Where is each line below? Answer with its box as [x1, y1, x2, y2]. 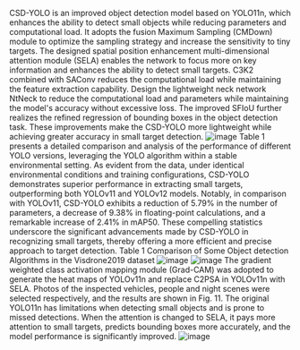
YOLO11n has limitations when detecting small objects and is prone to [9, 303, 265, 312]
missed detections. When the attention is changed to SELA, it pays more [9, 312, 276, 322]
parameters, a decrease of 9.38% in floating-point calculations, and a [9, 208, 266, 218]
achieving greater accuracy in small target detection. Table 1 [9, 132, 266, 141]
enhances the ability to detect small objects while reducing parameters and [9, 17, 287, 28]
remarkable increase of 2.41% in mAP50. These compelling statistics [9, 217, 263, 227]
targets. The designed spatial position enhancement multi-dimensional [9, 46, 270, 56]
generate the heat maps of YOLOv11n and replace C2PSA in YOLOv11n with [9, 274, 286, 285]
